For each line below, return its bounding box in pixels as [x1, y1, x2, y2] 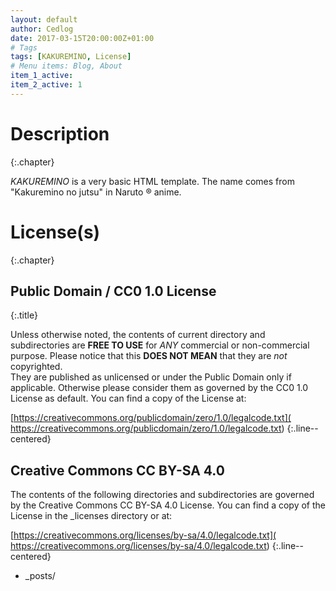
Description [10, 122, 110, 145]
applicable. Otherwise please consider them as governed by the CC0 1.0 [10, 382, 309, 394]
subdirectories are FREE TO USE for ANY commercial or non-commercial [10, 339, 310, 351]
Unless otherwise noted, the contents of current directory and [10, 329, 266, 341]
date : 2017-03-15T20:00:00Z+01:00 [10, 33, 155, 43]
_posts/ [24, 570, 56, 582]
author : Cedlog [10, 24, 74, 34]
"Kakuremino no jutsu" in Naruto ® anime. [10, 186, 182, 198]
